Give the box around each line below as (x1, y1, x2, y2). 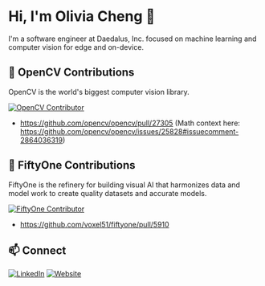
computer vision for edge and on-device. (8, 42, 145, 51)
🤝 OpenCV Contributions (8, 66, 135, 80)
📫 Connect (8, 243, 67, 257)
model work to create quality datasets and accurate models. (8, 188, 207, 198)
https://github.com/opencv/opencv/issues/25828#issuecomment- (19, 126, 239, 136)
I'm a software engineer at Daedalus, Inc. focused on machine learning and (8, 34, 257, 43)
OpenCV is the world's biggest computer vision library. (8, 87, 190, 96)
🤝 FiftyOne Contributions (8, 158, 136, 172)
